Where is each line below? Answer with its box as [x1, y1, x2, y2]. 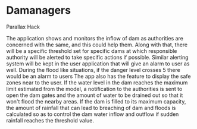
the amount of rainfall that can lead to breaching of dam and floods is [6, 104, 176, 111]
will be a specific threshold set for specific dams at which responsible [6, 47, 177, 54]
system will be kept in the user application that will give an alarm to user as [6, 60, 190, 67]
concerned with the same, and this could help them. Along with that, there [6, 41, 188, 48]
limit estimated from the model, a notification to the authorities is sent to [6, 85, 183, 92]
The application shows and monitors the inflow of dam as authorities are [6, 34, 183, 42]
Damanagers [6, 4, 71, 17]
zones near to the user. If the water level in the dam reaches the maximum [6, 78, 188, 86]
